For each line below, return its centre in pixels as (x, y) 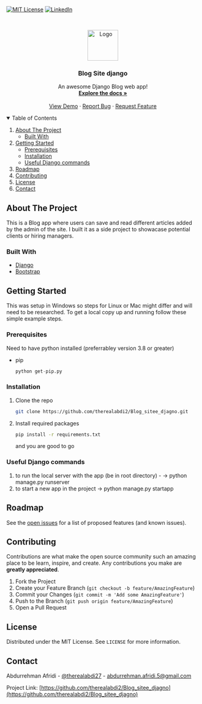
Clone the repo (34, 400)
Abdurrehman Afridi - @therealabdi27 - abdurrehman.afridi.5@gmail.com (99, 676)
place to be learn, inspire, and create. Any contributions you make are (94, 563)
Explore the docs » (103, 93)
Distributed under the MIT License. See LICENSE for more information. (93, 642)
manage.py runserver (42, 482)
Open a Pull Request (41, 608)
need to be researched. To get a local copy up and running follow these (96, 312)
